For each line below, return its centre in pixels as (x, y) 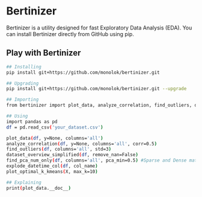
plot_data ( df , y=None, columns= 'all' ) (55, 138)
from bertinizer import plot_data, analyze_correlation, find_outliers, (99, 105)
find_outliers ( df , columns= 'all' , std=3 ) (59, 149)
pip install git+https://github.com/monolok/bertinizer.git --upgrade (96, 89)
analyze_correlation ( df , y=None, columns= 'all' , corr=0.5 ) (82, 144)
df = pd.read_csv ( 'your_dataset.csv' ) (55, 127)
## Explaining (24, 182)
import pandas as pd (32, 121)
